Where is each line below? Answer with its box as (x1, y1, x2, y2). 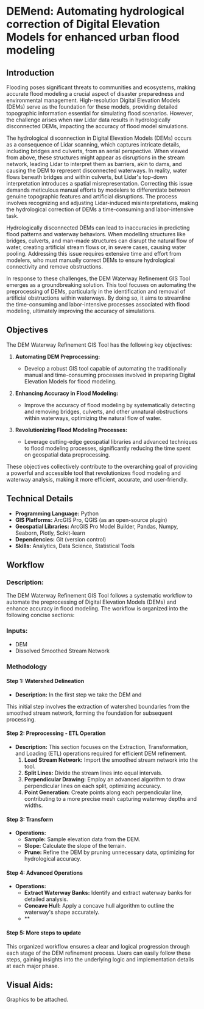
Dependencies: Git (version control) (15, 535, 107, 543)
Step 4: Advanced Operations (6, 869, 83, 877)
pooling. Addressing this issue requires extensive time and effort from (6, 250, 181, 257)
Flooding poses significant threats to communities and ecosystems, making (6, 84, 196, 91)
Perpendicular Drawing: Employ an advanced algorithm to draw (24, 775, 186, 783)
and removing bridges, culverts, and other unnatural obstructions (24, 408, 188, 415)
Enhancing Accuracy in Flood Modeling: (15, 389, 119, 397)
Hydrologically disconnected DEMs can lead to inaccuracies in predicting (6, 224, 190, 231)
